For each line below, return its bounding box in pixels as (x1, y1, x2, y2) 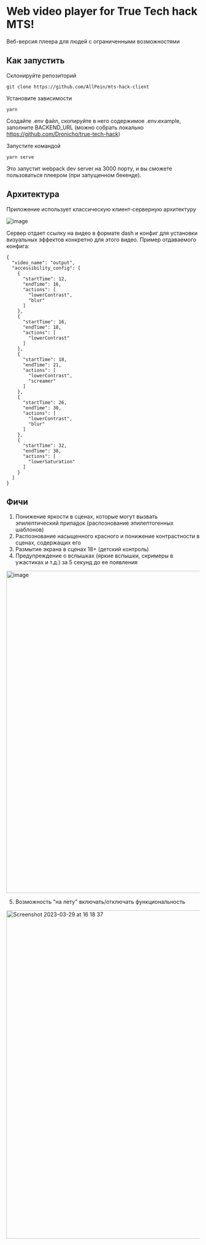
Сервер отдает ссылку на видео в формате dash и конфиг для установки (6, 229, 198, 237)
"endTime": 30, (22, 404, 62, 411)
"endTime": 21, (22, 361, 62, 368)
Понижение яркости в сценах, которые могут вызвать (15, 513, 158, 520)
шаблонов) (15, 526, 44, 533)
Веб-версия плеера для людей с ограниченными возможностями (6, 37, 180, 45)
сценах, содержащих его (15, 539, 82, 546)
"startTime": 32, (22, 442, 67, 449)
